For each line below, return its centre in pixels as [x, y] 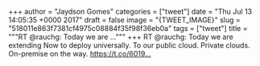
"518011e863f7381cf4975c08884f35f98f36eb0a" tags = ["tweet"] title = [128, 28]
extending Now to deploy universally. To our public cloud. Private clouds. [130, 45]
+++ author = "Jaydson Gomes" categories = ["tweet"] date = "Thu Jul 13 [130, 12]
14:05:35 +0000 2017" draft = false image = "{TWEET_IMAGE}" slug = [125, 20]
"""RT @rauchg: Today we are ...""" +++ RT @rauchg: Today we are [121, 37]
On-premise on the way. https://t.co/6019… [80, 54]
